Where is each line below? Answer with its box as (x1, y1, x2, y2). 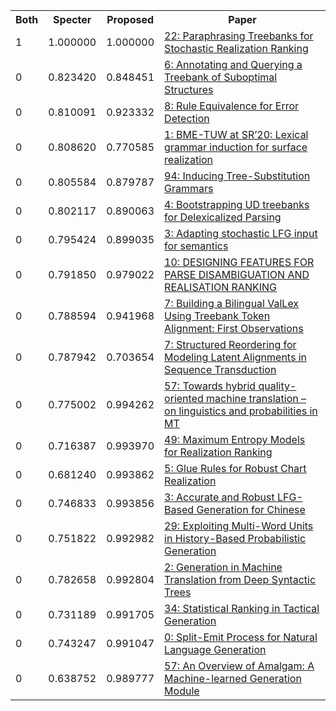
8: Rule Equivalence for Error (164, 99, 300, 113)
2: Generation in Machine (164, 560, 283, 574)
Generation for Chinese (196, 503, 306, 516)
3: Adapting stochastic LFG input (164, 227, 318, 240)
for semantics (164, 239, 229, 253)
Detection (164, 112, 210, 125)
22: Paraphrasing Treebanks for (164, 29, 314, 43)
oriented (164, 392, 204, 405)
